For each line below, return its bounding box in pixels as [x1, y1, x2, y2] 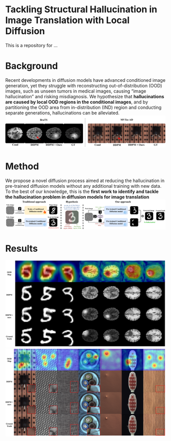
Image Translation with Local [5, 14, 130, 26]
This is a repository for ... [5, 42, 58, 48]
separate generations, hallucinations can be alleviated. [5, 109, 120, 116]
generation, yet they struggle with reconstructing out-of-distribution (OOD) [5, 82, 162, 89]
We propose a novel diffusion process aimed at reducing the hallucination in [5, 178, 164, 184]
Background [5, 60, 58, 72]
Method [5, 160, 39, 172]
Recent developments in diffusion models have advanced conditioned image [5, 77, 166, 83]
